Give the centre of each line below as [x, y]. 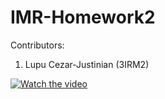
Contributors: [37, 45]
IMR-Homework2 [83, 17]
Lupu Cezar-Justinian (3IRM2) [87, 64]
